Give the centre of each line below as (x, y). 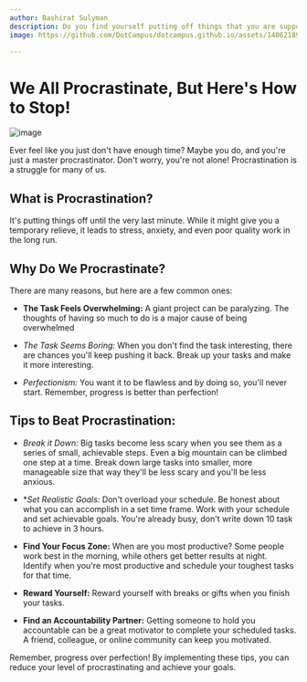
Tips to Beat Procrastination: (93, 421)
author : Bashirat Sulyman (58, 18)
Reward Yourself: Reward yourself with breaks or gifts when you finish (156, 593)
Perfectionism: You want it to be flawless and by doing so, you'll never (155, 382)
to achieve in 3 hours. (64, 528)
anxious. (39, 481)
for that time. (47, 575)
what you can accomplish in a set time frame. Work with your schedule (156, 509)
